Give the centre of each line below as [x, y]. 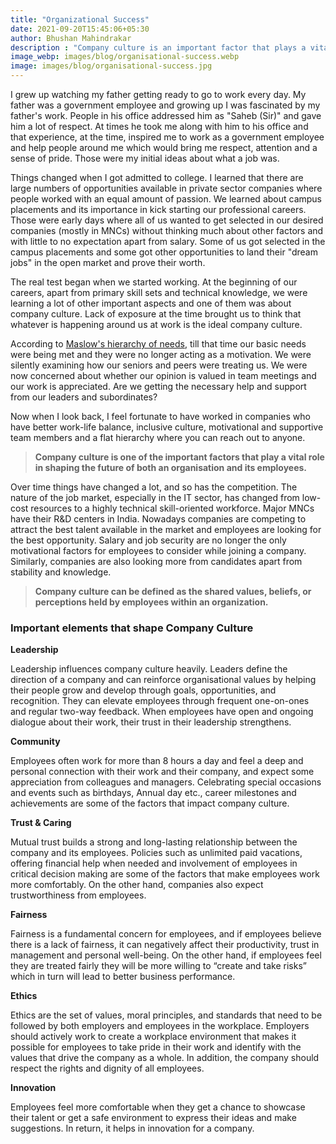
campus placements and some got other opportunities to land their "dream [164, 252]
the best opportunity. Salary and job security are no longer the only [148, 540]
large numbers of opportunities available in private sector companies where [166, 188]
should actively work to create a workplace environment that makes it [153, 1037]
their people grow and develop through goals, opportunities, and [143, 690]
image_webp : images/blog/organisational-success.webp [125, 57]
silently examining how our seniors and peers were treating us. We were [159, 365]
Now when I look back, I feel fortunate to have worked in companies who [160, 416]
